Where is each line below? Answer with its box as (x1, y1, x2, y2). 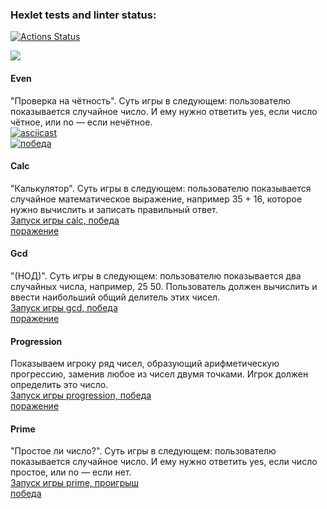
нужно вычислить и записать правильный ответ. (10, 203, 218, 215)
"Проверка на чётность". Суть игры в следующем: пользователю (10, 94, 292, 107)
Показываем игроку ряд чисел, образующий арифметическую (10, 358, 280, 370)
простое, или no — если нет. (10, 466, 132, 478)
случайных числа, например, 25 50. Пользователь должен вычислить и (10, 280, 318, 292)
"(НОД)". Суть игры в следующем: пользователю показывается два (10, 269, 302, 282)
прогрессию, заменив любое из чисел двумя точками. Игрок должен (10, 368, 309, 380)
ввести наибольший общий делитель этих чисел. (10, 291, 221, 303)
